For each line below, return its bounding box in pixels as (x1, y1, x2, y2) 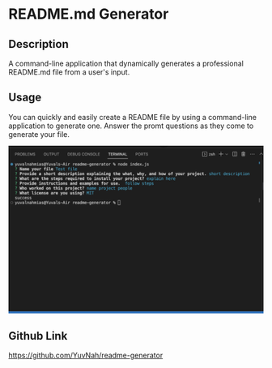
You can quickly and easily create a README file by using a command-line (8, 112, 257, 122)
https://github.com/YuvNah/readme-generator (8, 350, 164, 361)
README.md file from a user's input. (8, 67, 130, 77)
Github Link (8, 329, 68, 343)
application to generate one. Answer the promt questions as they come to (8, 121, 254, 131)
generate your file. (8, 129, 70, 139)
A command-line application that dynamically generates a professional (8, 58, 244, 68)
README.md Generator (8, 5, 169, 24)
